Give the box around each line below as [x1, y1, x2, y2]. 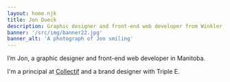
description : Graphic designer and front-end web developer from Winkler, [7, 23, 226, 29]
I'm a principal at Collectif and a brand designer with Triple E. [7, 68, 180, 76]
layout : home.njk [7, 10, 57, 17]
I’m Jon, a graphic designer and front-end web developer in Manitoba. [7, 54, 206, 62]
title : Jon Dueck [7, 16, 57, 23]
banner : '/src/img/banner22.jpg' [7, 29, 103, 36]
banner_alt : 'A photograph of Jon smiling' [7, 36, 134, 42]
